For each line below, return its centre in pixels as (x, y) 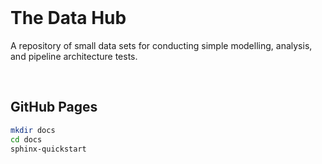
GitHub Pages (54, 107)
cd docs (26, 139)
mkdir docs (33, 130)
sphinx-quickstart (48, 149)
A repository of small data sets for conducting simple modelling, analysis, (161, 45)
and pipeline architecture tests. (74, 56)
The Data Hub (68, 18)
